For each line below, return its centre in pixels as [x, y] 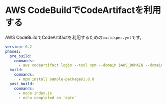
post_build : [22, 84]
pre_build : [21, 56]
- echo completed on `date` [47, 98]
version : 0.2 [19, 47]
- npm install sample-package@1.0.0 [56, 79]
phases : [13, 51]
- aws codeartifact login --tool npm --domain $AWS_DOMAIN [81, 65]
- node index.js [35, 93]
